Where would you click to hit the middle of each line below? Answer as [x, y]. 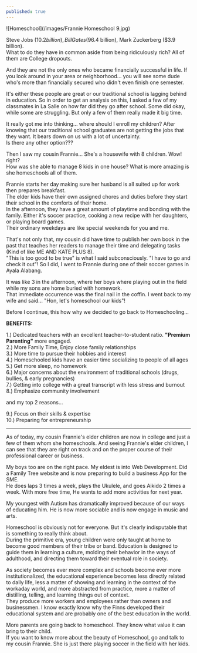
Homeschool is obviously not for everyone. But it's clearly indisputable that [97, 527]
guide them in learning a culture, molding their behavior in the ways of [91, 552]
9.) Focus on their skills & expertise [48, 413]
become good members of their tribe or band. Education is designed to [92, 546]
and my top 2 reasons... [35, 402]
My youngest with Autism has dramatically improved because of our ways [95, 503]
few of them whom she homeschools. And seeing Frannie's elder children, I [97, 443]
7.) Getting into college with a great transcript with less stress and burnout [95, 384]
